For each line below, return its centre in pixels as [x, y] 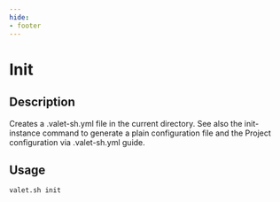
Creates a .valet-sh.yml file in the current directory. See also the [126, 123]
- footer [25, 26]
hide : [19, 17]
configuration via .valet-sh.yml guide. [78, 142]
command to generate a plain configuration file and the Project [157, 133]
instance [25, 133]
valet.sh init [35, 190]
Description [42, 102]
